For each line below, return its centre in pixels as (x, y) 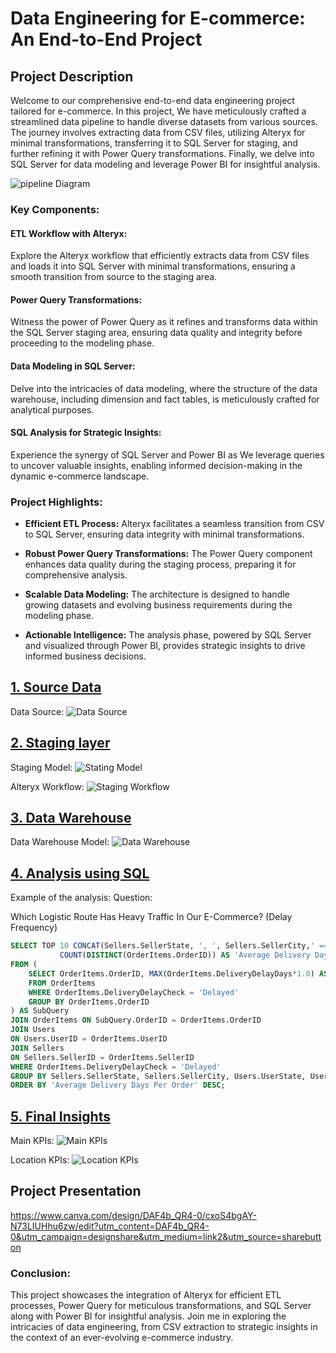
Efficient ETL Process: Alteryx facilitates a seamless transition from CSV (174, 524)
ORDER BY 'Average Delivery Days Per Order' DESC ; (118, 1085)
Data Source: (37, 711)
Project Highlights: (56, 502)
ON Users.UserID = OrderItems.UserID (89, 1039)
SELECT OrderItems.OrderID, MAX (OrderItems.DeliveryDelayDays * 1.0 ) (171, 973)
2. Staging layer (60, 743)
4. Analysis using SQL (80, 873)
